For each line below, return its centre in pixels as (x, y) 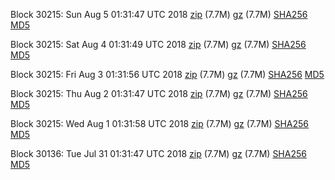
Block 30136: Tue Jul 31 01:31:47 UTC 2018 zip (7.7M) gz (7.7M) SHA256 (158, 153)
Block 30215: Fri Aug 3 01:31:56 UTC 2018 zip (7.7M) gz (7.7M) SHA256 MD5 (167, 74)
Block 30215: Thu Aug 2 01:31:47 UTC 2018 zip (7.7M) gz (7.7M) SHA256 (159, 93)
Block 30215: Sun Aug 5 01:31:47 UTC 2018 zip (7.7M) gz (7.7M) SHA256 (159, 14)
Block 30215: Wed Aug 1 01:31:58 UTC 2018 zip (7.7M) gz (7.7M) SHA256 (160, 123)
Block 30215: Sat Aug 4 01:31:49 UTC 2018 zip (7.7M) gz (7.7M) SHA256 (158, 44)
